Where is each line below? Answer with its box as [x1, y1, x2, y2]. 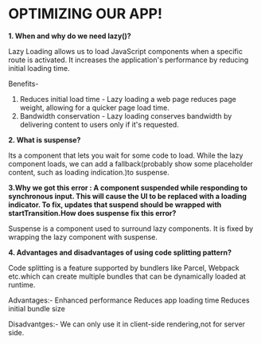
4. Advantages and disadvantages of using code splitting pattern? [8, 248, 232, 257]
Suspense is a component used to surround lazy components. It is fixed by [8, 224, 254, 233]
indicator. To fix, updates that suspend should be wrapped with [8, 200, 222, 209]
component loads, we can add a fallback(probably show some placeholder [8, 158, 253, 168]
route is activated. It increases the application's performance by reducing [8, 55, 249, 64]
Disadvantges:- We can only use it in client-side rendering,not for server [8, 319, 245, 329]
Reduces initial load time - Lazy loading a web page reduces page [19, 94, 236, 104]
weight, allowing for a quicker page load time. [19, 103, 169, 112]
